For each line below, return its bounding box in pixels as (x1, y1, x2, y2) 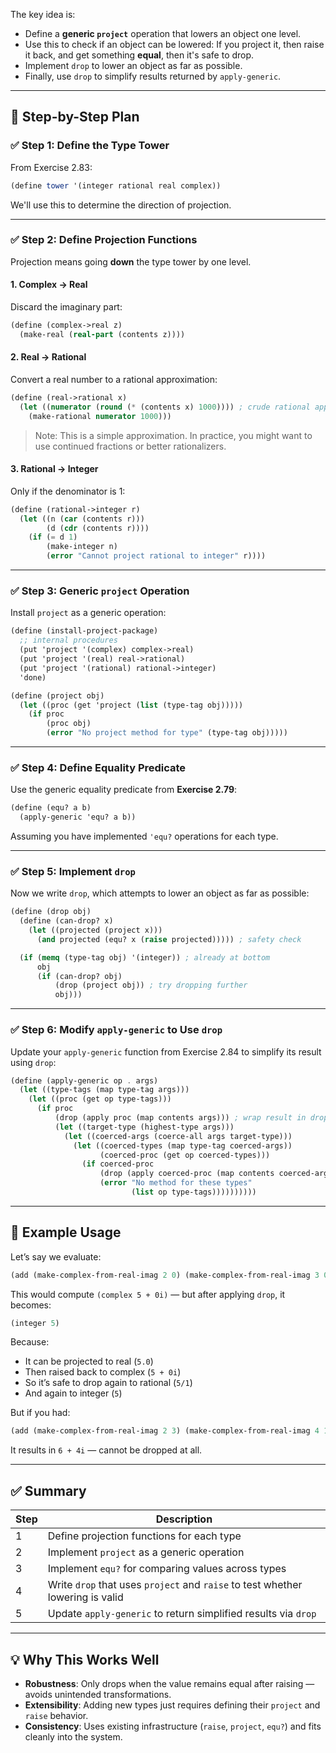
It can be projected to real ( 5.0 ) (24, 1355, 154, 1368)
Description (155, 1512, 213, 1526)
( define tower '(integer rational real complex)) (10, 180, 222, 191)
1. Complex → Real (10, 279, 88, 291)
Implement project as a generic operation (47, 1545, 245, 1559)
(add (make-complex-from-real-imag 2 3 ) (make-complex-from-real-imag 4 (10, 1426, 320, 1436)
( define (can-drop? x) (19, 916, 114, 926)
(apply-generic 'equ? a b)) (19, 812, 137, 823)
